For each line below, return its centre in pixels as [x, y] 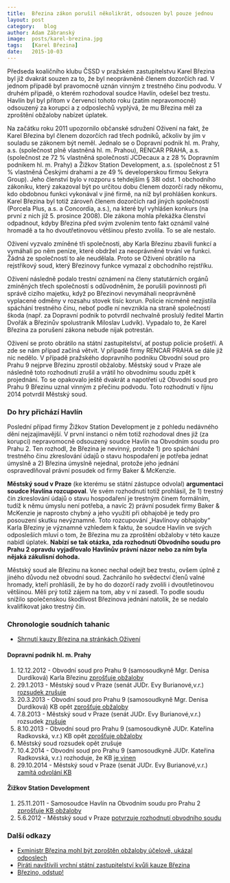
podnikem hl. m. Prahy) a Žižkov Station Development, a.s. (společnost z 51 [113, 165]
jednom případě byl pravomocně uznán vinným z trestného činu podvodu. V [115, 86]
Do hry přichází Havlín [45, 412]
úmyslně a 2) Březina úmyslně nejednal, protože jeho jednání [93, 463]
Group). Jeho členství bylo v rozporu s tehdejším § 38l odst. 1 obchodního [112, 179]
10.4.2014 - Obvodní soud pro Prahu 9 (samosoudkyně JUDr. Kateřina [116, 750]
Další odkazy [29, 836]
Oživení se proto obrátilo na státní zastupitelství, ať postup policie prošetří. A [115, 343]
